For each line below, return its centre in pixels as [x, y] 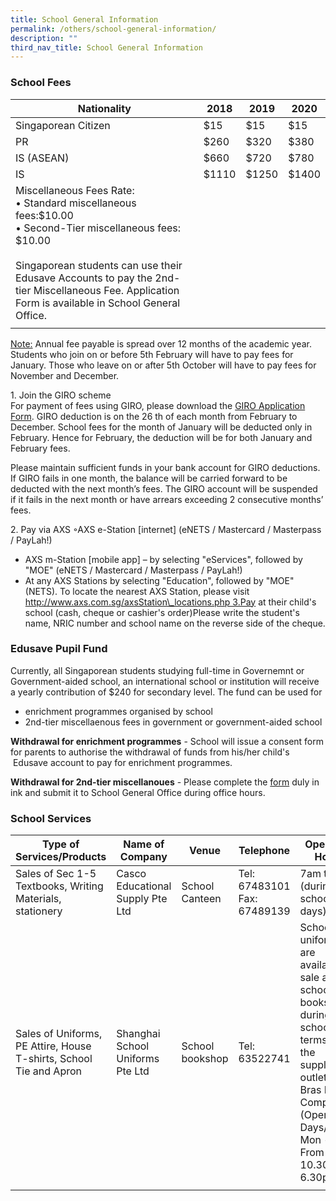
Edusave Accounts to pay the [84, 278]
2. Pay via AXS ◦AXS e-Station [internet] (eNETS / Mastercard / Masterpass [166, 529]
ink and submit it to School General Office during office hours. [138, 792]
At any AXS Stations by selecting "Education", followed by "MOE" [159, 580]
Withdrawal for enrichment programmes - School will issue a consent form [167, 741]
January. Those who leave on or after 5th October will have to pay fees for [163, 365]
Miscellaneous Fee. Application [106, 290]
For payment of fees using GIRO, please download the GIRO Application [158, 405]
